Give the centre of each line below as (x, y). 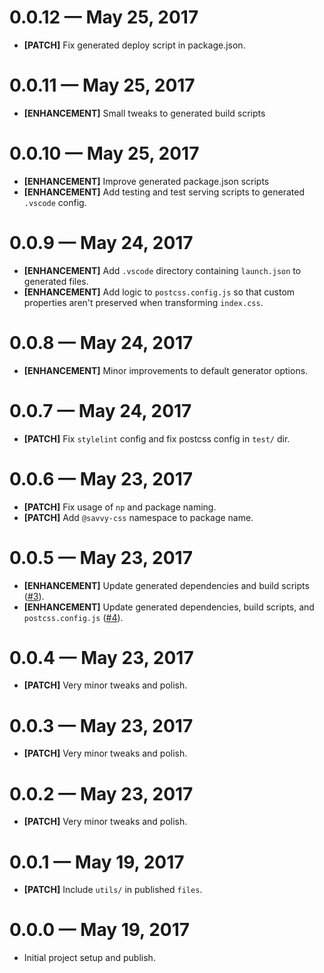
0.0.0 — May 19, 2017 (100, 930)
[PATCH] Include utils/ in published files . (113, 890)
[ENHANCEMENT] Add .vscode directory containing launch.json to (162, 270)
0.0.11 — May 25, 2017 (102, 85)
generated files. (56, 281)
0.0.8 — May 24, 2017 (101, 342)
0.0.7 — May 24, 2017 (100, 410)
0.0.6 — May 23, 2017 (101, 478)
